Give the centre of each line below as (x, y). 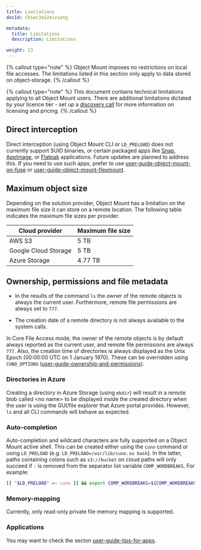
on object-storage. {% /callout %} (48, 80)
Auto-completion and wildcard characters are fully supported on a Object (97, 440)
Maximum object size (47, 189)
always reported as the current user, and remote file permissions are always (100, 345)
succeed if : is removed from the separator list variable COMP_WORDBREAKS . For (100, 466)
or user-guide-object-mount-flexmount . (76, 169)
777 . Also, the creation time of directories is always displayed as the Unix (96, 351)
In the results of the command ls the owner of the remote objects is (98, 296)
